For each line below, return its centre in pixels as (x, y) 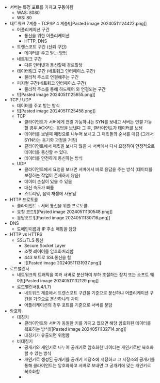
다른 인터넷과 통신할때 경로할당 (53, 65)
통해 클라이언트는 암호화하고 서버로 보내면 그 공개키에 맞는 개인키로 (88, 365)
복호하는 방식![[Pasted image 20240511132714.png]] (75, 329)
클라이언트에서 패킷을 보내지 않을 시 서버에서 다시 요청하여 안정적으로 (89, 146)
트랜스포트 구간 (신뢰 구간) (42, 47)
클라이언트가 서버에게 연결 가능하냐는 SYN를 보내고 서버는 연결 (83, 122)
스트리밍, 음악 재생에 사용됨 (50, 193)
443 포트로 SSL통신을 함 (48, 257)
